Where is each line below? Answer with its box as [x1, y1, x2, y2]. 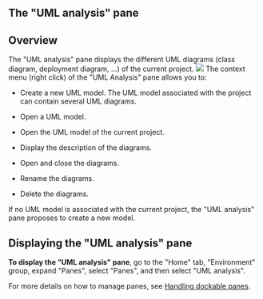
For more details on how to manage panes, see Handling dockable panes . [8, 281, 251, 291]
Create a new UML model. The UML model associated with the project [19, 88, 252, 98]
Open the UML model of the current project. [19, 128, 165, 137]
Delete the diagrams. [19, 189, 90, 199]
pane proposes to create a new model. [8, 213, 136, 222]
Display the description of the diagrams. [19, 143, 152, 152]
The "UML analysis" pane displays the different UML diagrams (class [8, 55, 236, 65]
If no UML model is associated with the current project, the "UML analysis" [8, 205, 255, 214]
